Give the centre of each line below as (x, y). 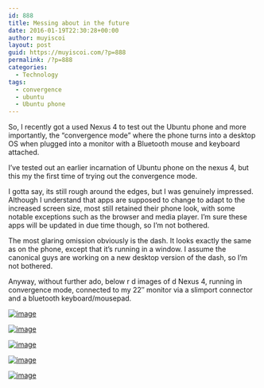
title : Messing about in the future (69, 23)
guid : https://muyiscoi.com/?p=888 (67, 52)
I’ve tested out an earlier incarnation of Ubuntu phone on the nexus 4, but (128, 168)
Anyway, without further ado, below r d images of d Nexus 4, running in (125, 281)
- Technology (37, 75)
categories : (28, 68)
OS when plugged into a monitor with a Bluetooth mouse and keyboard (124, 144)
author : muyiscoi (37, 38)
